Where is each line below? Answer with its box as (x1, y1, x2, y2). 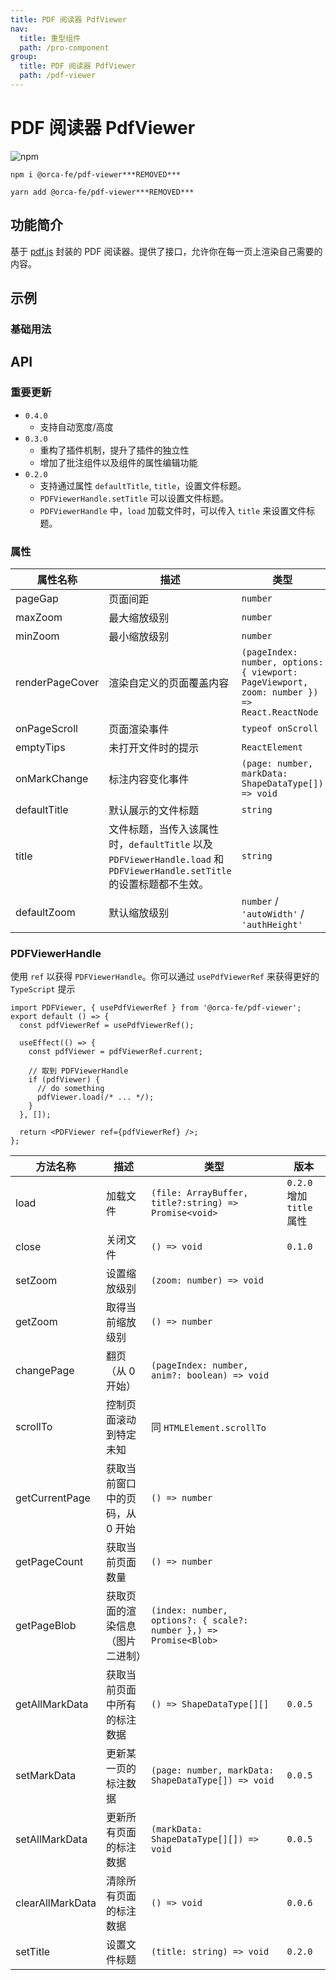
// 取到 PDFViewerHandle (28, 1066, 129, 1076)
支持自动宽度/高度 (39, 421, 114, 433)
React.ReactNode (241, 706, 319, 718)
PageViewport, (241, 676, 309, 688)
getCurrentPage (15, 1491, 91, 1505)
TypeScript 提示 (10, 983, 76, 995)
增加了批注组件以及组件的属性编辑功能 (39, 456, 198, 468)
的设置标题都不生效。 (108, 877, 210, 891)
